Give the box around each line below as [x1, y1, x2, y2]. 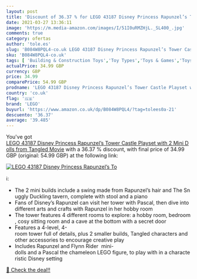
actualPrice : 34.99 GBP [6, 63, 64, 69]
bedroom [168, 212, 191, 219]
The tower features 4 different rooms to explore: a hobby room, [14, 212, 168, 219]
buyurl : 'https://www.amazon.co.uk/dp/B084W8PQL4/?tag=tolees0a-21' [6, 106, 177, 112]
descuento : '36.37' [6, 112, 54, 118]
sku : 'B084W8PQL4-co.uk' [6, 52, 67, 58]
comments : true [6, 30, 43, 36]
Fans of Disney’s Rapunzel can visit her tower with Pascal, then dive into [14, 199, 189, 206]
